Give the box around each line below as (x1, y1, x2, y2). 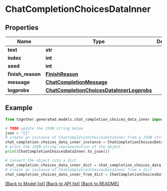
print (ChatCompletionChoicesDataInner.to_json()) (5, 149, 110, 154)
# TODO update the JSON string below (5, 126, 83, 131)
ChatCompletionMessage (45, 79, 108, 86)
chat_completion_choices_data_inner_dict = (5, 163, 97, 168)
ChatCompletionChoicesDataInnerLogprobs (45, 87, 152, 94)
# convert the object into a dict (5, 158, 77, 163)
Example (5, 103, 33, 112)
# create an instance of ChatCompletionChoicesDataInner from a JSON (5, 135, 153, 140)
